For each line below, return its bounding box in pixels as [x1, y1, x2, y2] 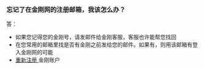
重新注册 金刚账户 [15, 56, 60, 64]
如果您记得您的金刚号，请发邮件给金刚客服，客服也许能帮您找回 [15, 34, 176, 41]
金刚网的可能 [20, 49, 53, 56]
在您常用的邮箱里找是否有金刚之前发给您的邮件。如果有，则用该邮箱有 [15, 41, 193, 48]
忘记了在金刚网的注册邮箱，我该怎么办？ [6, 5, 126, 13]
